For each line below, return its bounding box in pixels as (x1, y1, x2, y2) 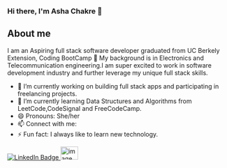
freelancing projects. (17, 89, 78, 98)
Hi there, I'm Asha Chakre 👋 (7, 6, 103, 16)
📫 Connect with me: (17, 119, 77, 128)
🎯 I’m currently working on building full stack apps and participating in (17, 82, 219, 90)
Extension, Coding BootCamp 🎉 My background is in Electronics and (7, 54, 205, 62)
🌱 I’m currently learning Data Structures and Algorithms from (17, 97, 192, 105)
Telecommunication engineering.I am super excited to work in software (7, 61, 212, 69)
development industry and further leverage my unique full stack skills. (7, 68, 208, 77)
